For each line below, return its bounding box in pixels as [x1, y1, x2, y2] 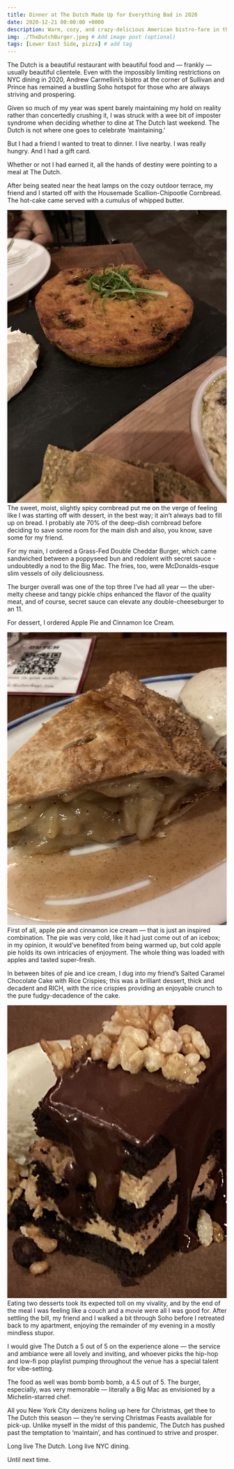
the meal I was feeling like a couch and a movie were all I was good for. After [7, 1307, 227, 1315]
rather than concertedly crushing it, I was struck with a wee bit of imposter [7, 112, 221, 120]
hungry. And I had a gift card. [7, 147, 91, 155]
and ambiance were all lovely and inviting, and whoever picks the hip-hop [7, 1350, 219, 1358]
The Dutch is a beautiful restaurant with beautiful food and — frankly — [7, 61, 212, 69]
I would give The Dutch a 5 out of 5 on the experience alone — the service [7, 1342, 221, 1350]
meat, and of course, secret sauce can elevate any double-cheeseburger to [7, 598, 224, 606]
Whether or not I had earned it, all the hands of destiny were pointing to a [7, 160, 217, 169]
